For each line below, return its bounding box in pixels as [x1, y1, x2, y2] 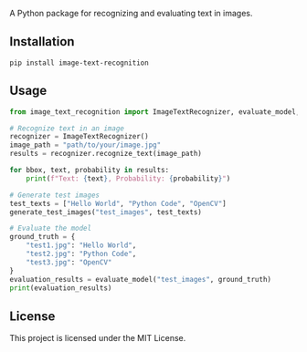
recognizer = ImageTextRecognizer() [9, 132, 149, 141]
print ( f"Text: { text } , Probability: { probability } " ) [26, 173, 231, 183]
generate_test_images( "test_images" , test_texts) [9, 207, 203, 217]
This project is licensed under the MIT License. [9, 333, 186, 344]
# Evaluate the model [9, 223, 92, 233]
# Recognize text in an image [9, 123, 125, 133]
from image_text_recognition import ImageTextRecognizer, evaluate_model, [9, 107, 301, 117]
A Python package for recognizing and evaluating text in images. [9, 8, 253, 18]
